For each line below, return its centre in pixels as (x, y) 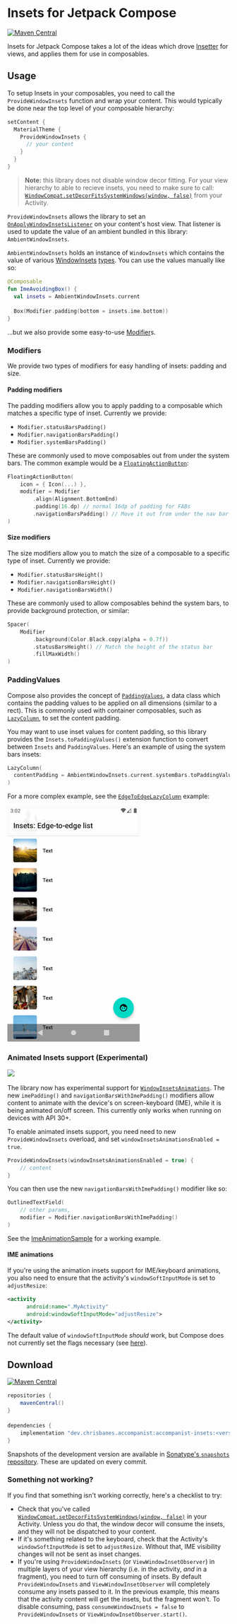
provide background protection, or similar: (68, 610)
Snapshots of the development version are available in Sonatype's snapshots (119, 1454)
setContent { (26, 122)
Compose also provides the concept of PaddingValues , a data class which (114, 695)
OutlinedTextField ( (36, 1203)
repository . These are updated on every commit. (78, 1461)
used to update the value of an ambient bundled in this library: (98, 231)
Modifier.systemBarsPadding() (62, 442)
